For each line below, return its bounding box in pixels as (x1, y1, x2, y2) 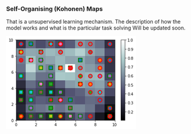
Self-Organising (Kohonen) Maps (6, 5, 103, 13)
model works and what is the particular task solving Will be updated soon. (6, 24, 186, 31)
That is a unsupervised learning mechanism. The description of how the (6, 18, 181, 25)
